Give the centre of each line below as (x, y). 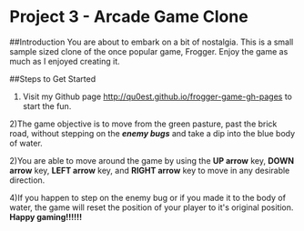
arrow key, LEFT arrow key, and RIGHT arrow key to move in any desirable (150, 170)
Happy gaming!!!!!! (46, 216)
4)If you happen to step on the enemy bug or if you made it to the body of (148, 197)
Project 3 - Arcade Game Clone (129, 17)
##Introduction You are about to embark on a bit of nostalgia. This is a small (152, 42)
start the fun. (47, 105)
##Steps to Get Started (53, 78)
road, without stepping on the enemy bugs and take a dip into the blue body (152, 133)
